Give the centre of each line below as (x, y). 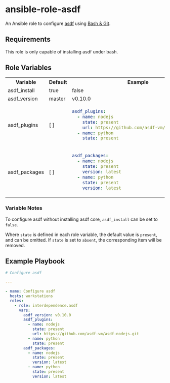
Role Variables (28, 68)
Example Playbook (35, 261)
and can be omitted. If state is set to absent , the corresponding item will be (83, 240)
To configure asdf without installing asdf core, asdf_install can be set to (82, 219)
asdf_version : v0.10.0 (47, 315)
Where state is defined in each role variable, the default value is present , (81, 234)
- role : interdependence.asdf (46, 305)
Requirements (28, 39)
